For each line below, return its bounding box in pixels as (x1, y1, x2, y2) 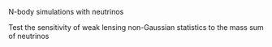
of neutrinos (8, 32, 50, 41)
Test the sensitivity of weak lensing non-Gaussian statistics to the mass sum (8, 23, 264, 32)
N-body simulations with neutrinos (8, 7, 124, 16)
